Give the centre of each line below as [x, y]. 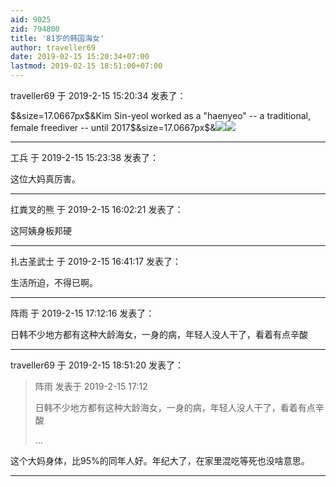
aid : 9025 [31, 19]
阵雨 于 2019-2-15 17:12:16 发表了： [82, 313]
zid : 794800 [35, 29]
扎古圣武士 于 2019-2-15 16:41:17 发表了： [96, 261]
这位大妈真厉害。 [45, 179]
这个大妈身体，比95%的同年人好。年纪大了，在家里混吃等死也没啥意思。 [160, 460]
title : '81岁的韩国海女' [57, 38]
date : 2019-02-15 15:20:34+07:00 [80, 57]
